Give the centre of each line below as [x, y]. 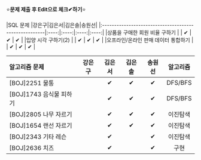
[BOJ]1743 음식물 [34, 94]
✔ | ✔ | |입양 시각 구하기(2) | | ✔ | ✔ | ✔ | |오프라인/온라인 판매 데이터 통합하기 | [100, 40]
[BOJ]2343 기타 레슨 [38, 137]
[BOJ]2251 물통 [32, 83]
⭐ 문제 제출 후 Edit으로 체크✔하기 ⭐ [46, 9]
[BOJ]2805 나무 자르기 [41, 114]
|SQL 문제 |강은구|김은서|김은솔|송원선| [52, 25]
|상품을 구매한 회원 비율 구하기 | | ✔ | [148, 33]
